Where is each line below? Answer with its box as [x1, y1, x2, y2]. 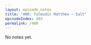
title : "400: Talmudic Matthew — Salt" [5, 12, 87, 17]
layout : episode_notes [5, 7, 52, 12]
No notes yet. [5, 34, 32, 40]
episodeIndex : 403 [5, 16, 43, 21]
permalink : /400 [5, 21, 38, 26]
